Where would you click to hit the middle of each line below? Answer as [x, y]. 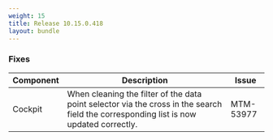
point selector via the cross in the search [145, 104]
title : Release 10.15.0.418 [56, 23]
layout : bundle [34, 31]
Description [145, 80]
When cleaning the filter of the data [134, 94]
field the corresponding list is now [132, 114]
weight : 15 [27, 16]
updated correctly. [102, 124]
